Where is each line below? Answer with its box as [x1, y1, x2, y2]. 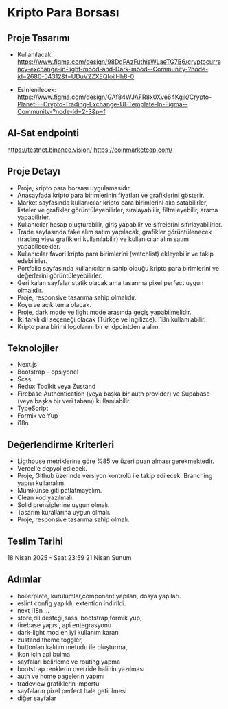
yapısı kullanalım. [16, 479, 66, 487]
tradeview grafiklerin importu [16, 679, 100, 688]
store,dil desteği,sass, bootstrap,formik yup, [16, 614, 142, 622]
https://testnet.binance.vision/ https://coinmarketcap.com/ [7, 146, 173, 154]
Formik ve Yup [16, 412, 58, 420]
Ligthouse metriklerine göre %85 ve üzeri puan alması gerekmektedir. [16, 457, 214, 465]
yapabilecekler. [16, 242, 60, 250]
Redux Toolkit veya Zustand [16, 383, 96, 391]
